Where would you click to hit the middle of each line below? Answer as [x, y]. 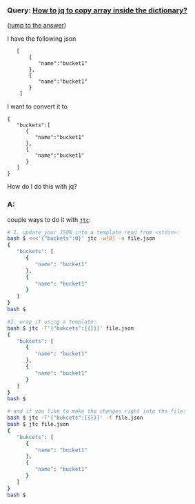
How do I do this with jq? [42, 187]
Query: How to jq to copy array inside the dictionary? [97, 10]
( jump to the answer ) [37, 26]
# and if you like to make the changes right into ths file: [97, 411]
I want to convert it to [37, 106]
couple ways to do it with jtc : [49, 219]
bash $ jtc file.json [38, 424]
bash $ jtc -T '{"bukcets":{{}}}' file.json [71, 328]
